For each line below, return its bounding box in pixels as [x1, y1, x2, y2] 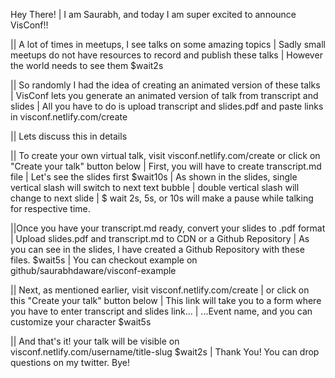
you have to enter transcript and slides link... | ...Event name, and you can [10, 305, 313, 317]
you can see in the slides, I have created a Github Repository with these [10, 244, 305, 255]
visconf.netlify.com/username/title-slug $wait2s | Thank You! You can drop [10, 346, 320, 358]
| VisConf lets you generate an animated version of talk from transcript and [10, 90, 319, 101]
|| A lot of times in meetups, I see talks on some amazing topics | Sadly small [10, 39, 326, 50]
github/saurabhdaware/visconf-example [10, 265, 177, 276]
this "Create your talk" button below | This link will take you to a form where [10, 295, 322, 306]
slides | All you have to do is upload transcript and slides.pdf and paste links [10, 100, 324, 112]
